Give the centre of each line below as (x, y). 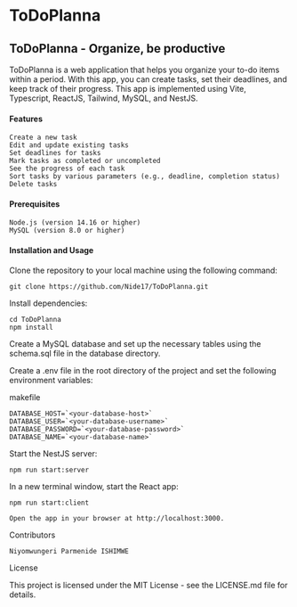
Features (26, 119)
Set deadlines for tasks (55, 153)
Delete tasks (33, 185)
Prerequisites (35, 204)
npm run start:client (49, 503)
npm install (31, 327)
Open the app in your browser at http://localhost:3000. (117, 518)
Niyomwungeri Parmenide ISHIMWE (69, 551)
